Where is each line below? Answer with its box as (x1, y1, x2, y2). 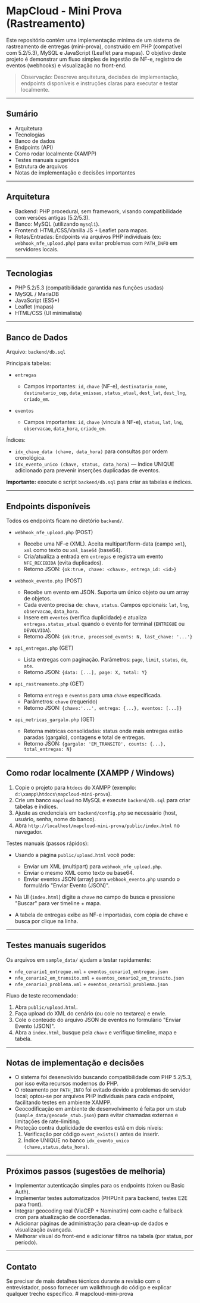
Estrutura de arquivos (14, 163, 68, 170)
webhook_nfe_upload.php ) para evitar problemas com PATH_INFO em (14, 239, 177, 247)
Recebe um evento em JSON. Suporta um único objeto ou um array (23, 588, 189, 596)
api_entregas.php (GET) (14, 644, 74, 651)
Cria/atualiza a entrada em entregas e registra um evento (23, 553, 164, 560)
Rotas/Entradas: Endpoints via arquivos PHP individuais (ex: (14, 233, 162, 240)
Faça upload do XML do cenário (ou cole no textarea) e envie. (14, 1009, 167, 1017)
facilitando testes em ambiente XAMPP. (14, 1099, 112, 1106)
